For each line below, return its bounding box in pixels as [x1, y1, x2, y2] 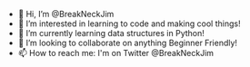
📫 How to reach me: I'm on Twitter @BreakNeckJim [17, 48, 215, 58]
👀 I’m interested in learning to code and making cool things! [17, 18, 241, 29]
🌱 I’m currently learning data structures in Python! [17, 28, 205, 38]
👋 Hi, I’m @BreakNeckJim [17, 9, 115, 19]
